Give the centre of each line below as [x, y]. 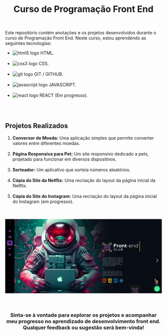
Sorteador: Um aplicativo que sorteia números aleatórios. [71, 169]
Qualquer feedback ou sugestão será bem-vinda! [83, 328]
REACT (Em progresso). [64, 95]
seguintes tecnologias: [28, 43]
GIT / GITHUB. [49, 74]
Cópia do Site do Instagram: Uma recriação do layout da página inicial [84, 196]
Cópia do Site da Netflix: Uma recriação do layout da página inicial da [84, 180]
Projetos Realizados [37, 126]
